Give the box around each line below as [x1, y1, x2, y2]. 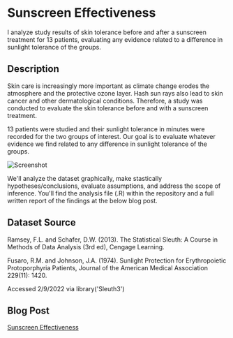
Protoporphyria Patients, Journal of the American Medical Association [7, 263, 208, 272]
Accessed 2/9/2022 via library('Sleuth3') [7, 284, 125, 293]
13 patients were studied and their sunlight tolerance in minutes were [7, 124, 205, 133]
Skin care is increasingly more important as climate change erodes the [7, 82, 210, 90]
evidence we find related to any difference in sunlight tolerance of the [7, 140, 208, 148]
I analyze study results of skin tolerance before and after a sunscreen [7, 28, 207, 36]
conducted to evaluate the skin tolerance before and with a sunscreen [7, 103, 209, 112]
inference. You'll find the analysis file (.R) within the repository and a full [7, 189, 214, 197]
